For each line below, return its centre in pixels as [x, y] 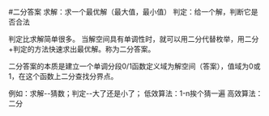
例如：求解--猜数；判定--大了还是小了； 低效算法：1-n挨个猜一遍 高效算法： [136, 93]
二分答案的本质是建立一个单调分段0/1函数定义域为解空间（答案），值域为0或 [134, 66]
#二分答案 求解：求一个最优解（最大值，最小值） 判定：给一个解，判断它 [130, 12]
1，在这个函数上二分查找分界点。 [63, 76]
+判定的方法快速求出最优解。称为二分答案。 [82, 49]
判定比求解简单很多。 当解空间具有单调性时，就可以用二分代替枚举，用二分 [134, 39]
